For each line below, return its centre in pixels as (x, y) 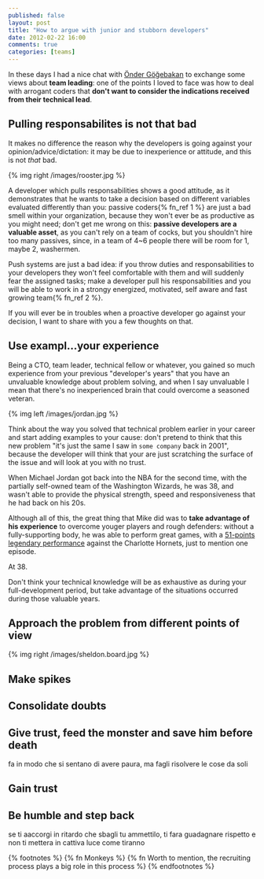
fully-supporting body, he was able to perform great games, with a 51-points (132, 534)
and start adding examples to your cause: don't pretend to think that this (125, 437)
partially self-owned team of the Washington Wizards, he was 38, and (121, 486)
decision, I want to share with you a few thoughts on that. (101, 321)
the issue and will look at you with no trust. (77, 462)
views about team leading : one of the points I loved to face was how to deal (131, 83)
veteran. (22, 398)
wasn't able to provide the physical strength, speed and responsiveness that (132, 494)
